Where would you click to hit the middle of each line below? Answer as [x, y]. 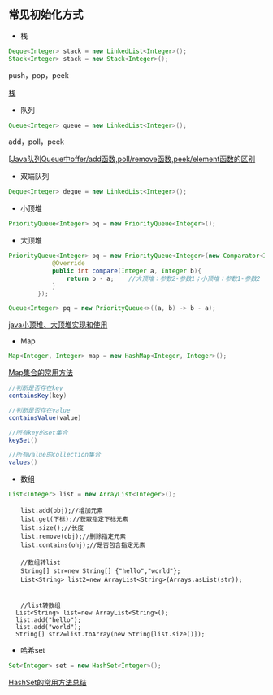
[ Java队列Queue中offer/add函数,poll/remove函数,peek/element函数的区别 [132, 159]
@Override [68, 264]
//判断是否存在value [39, 410]
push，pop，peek [39, 75]
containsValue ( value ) [45, 417]
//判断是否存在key [36, 388]
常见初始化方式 [46, 15]
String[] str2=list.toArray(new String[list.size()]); [110, 634]
